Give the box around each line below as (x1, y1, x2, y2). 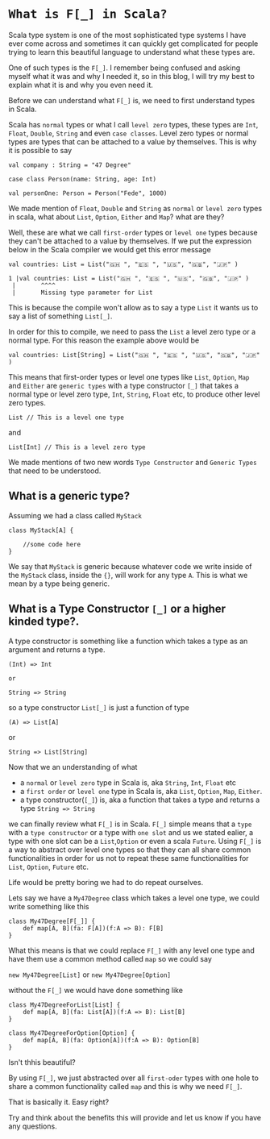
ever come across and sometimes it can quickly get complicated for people (8, 39, 259, 48)
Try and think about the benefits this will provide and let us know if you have (8, 1112, 262, 1122)
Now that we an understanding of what (8, 762, 138, 771)
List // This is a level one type (8, 414, 125, 422)
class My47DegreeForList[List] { (8, 1000, 121, 1009)
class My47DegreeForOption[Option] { (8, 1029, 135, 1037)
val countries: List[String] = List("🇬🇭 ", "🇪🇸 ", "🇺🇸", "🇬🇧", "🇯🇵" (8, 351, 260, 359)
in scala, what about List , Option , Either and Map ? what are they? (8, 212, 225, 222)
